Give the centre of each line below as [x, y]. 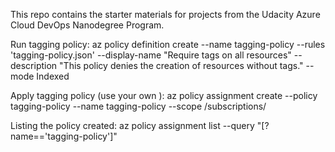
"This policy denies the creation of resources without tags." [181, 65]
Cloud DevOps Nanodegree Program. [87, 25]
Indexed [53, 76]
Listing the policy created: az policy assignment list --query [132, 125]
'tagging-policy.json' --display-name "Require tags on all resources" [151, 55]
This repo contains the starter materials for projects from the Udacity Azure [165, 14]
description [34, 65]
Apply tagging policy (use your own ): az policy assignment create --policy [164, 95]
